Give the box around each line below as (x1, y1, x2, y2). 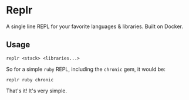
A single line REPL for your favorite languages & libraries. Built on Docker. (6, 23, 183, 30)
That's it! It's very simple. (6, 87, 67, 94)
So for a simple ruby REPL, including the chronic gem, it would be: (6, 65, 166, 73)
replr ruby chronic (6, 77, 54, 82)
